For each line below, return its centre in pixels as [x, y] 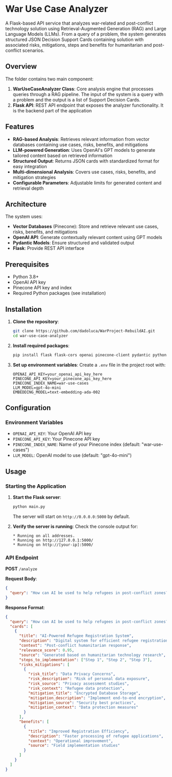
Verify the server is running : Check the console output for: [75, 526]
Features [20, 127]
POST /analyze [21, 569]
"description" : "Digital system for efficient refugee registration [93, 641]
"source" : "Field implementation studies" [74, 746]
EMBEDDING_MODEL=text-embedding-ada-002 [56, 392]
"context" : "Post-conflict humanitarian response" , [75, 646]
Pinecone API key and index [42, 288]
